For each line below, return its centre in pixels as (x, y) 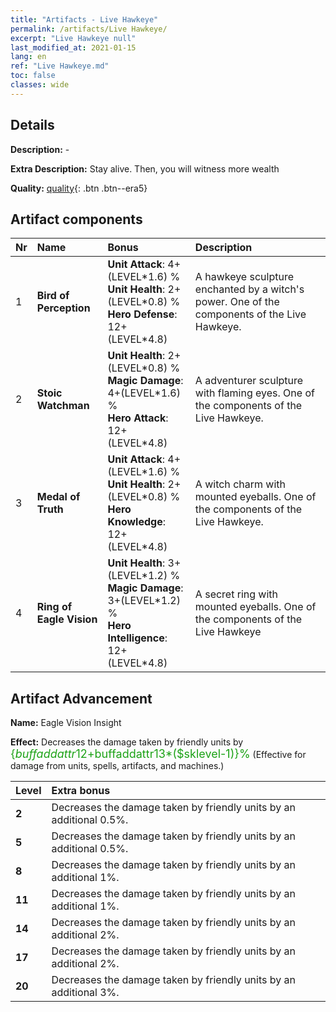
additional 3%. (85, 993)
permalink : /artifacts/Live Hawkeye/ (89, 29)
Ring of (54, 607)
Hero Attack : (138, 418)
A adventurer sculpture (249, 381)
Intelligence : (137, 638)
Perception (63, 308)
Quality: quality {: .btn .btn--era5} (79, 188)
